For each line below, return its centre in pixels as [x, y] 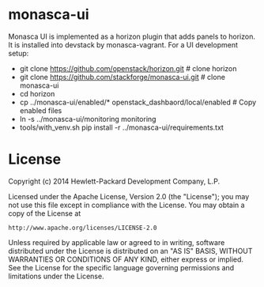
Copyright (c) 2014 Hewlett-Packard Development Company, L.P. [114, 181]
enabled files [41, 110]
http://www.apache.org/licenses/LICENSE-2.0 [83, 228]
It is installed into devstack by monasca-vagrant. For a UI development [123, 44]
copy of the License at [45, 213]
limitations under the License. [56, 276]
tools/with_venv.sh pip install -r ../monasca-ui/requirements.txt [121, 127]
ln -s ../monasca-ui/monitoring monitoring [88, 119]
